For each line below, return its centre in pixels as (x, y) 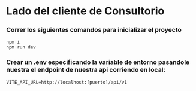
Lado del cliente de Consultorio (85, 11)
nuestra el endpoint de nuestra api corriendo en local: (86, 70)
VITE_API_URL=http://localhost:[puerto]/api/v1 (67, 82)
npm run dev (21, 47)
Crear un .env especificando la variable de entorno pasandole (98, 62)
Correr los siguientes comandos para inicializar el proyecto (94, 30)
